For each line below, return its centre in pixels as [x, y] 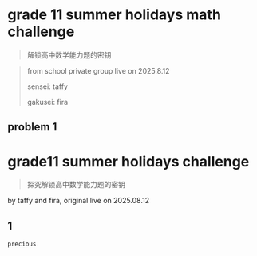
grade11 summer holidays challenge [128, 161]
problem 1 [32, 127]
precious [22, 244]
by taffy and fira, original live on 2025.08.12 [79, 201]
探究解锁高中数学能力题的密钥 [76, 185]
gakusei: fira [47, 102]
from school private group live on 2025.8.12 [98, 70]
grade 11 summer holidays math [114, 15]
